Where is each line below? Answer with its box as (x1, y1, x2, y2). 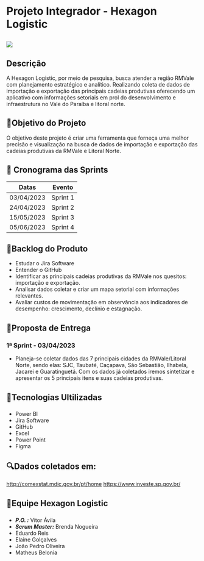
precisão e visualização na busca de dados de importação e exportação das (6, 140, 198, 148)
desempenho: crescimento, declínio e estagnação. (15, 305, 142, 312)
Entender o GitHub (15, 266, 62, 274)
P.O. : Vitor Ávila (15, 516, 56, 524)
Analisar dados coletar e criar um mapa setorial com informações (15, 285, 180, 293)
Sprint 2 (51, 203, 75, 212)
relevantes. (15, 292, 44, 299)
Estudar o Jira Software (15, 260, 75, 267)
